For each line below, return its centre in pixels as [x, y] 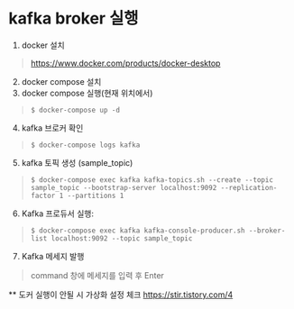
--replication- [249, 187]
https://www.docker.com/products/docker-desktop [125, 63]
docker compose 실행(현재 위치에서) [87, 93]
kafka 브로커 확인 [52, 128]
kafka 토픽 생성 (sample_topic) [77, 162]
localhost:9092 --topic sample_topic [122, 238]
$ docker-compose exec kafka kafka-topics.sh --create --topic [152, 180]
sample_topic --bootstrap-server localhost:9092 [124, 187]
